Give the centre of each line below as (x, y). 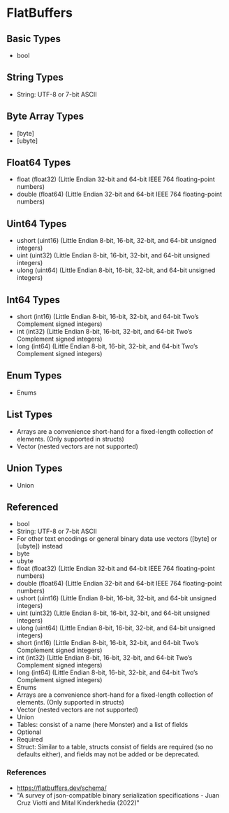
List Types (30, 415)
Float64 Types (39, 163)
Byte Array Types (45, 116)
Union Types (35, 468)
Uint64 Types (37, 224)
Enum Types (34, 376)
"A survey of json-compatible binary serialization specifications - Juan (118, 795)
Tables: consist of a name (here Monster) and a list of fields (102, 725)
